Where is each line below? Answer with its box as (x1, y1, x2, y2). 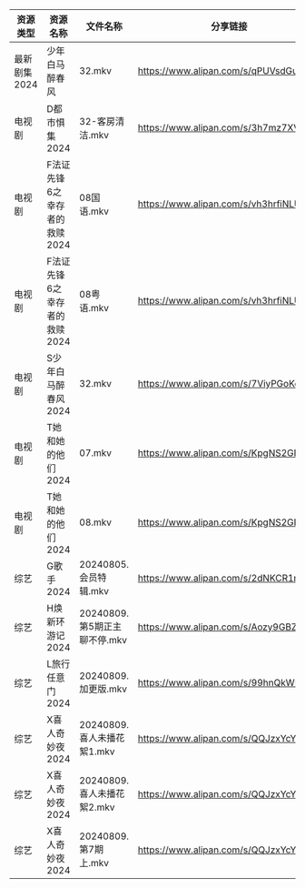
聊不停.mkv (79, 634, 128, 646)
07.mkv (79, 447, 112, 459)
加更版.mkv (79, 682, 128, 695)
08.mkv (79, 516, 112, 529)
